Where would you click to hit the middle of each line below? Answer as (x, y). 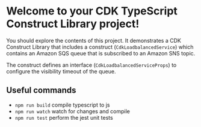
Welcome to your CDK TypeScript (92, 11)
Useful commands (41, 91)
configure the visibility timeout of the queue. (61, 71)
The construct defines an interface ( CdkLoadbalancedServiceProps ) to (91, 65)
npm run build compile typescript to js (62, 105)
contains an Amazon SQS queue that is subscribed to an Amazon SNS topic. (101, 53)
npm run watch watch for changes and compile (73, 111)
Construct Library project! (73, 24)
